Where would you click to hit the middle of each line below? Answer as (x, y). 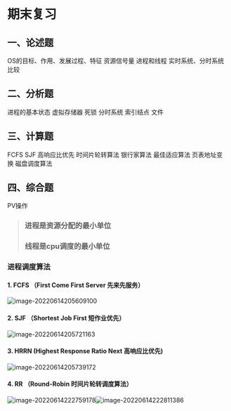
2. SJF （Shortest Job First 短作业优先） (66, 318)
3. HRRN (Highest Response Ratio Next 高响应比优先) (85, 351)
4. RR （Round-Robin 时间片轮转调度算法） (70, 384)
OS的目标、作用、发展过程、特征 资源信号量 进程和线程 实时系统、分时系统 (116, 61)
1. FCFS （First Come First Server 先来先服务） (76, 285)
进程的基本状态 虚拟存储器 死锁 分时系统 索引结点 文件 (85, 112)
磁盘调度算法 (34, 163)
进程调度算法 (29, 267)
